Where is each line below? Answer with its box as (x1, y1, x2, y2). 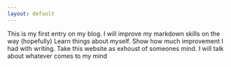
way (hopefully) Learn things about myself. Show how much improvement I (7, 36, 224, 45)
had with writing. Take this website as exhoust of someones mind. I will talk (7, 44, 224, 52)
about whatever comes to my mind (7, 52, 107, 60)
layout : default (7, 10, 55, 17)
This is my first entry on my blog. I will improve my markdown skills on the (7, 29, 220, 38)
